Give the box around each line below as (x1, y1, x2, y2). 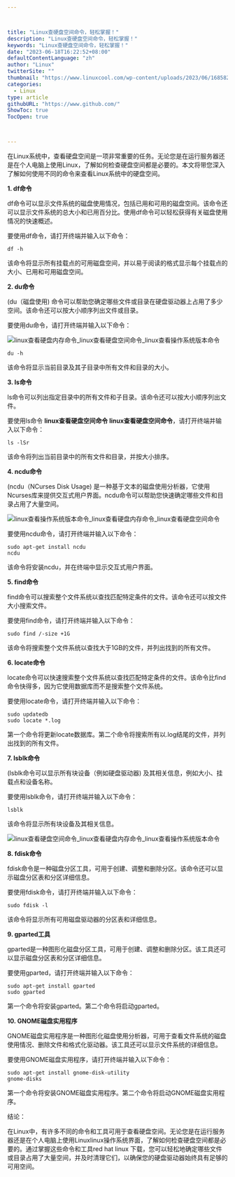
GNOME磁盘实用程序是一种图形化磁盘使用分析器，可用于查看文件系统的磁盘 (7, 1032, 227, 1040)
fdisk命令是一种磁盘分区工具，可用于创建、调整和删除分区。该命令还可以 (7, 864, 218, 873)
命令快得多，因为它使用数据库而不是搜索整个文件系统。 (7, 682, 166, 690)
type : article (7, 94, 49, 101)
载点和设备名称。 (7, 777, 57, 786)
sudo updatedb (7, 711, 49, 718)
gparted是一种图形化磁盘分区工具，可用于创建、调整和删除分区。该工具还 (7, 945, 220, 953)
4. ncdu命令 (7, 468, 43, 475)
